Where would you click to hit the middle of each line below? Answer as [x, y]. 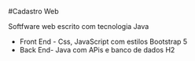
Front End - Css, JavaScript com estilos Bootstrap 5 [103, 41]
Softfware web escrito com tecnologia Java [79, 26]
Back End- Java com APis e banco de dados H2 [97, 50]
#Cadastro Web [33, 11]
